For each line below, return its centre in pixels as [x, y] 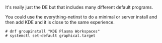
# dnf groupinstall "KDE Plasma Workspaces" [53, 31]
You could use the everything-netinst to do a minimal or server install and [81, 17]
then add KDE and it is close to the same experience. [60, 22]
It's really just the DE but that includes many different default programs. [79, 7]
